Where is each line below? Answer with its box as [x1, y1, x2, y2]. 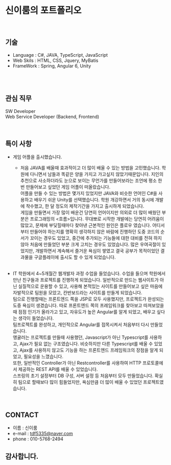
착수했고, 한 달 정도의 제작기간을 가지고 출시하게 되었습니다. [26, 203, 144, 210]
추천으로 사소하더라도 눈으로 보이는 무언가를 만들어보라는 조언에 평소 [20, 177, 157, 184]
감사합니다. [5, 452, 39, 460]
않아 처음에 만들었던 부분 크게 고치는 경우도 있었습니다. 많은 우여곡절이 [20, 241, 161, 248]
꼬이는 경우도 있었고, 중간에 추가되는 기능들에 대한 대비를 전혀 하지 [30, 235, 162, 241]
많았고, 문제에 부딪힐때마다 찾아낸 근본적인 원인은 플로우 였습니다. [20, 222, 152, 228]
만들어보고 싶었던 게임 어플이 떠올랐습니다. [26, 184, 111, 190]
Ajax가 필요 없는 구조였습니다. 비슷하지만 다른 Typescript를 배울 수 [19, 341, 153, 347]
